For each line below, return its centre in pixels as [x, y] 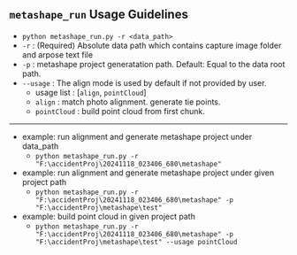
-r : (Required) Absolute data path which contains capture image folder [152, 45]
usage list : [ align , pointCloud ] [91, 92]
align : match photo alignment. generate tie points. [128, 102]
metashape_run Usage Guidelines [99, 15]
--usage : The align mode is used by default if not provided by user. [144, 82]
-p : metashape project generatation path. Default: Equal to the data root [153, 64]
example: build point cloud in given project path [109, 216]
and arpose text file [57, 54]
